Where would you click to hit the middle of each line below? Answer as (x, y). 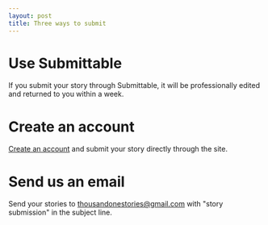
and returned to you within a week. (66, 94)
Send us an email (67, 181)
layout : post (30, 16)
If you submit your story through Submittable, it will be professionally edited (134, 85)
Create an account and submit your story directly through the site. (118, 149)
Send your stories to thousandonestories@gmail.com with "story (116, 204)
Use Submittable (65, 63)
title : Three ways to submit (57, 23)
